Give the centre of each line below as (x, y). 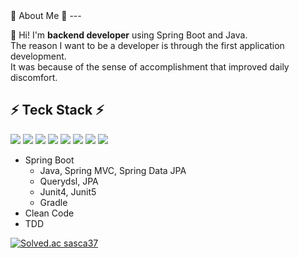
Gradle (53, 202)
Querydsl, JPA (69, 181)
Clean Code (49, 213)
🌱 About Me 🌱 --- (46, 15)
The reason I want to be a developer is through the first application (147, 45)
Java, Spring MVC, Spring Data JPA (113, 170)
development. (38, 56)
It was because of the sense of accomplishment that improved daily (150, 67)
